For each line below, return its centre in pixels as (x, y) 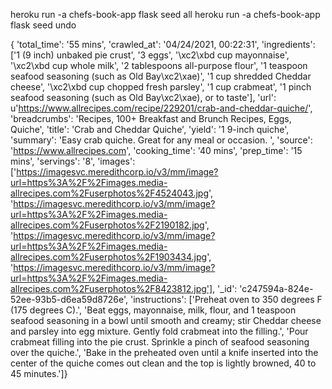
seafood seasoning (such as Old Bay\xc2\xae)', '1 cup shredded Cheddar (161, 76)
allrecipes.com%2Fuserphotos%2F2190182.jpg (107, 225)
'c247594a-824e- (276, 288)
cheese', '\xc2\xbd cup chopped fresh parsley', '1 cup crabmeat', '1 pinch (161, 87)
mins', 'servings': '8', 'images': (73, 161)
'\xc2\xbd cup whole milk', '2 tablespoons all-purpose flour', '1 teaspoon (159, 65)
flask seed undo (43, 25)
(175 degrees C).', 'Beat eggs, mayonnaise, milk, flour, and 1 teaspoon (153, 310)
